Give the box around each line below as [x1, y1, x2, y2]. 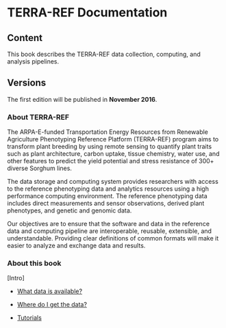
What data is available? [16, 287, 83, 295]
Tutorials [16, 314, 42, 322]
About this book [7, 258, 62, 268]
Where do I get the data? [16, 301, 88, 309]
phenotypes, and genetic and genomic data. [7, 206, 132, 215]
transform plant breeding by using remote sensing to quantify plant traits [7, 142, 212, 151]
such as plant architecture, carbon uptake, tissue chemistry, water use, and [7, 150, 220, 158]
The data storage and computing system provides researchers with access [7, 178, 219, 186]
